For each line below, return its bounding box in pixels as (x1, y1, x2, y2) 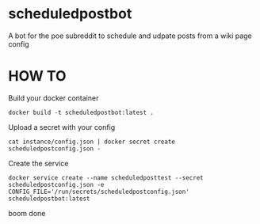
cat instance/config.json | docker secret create (8, 138, 176, 146)
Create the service (8, 158, 69, 168)
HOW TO (8, 67, 67, 85)
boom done (8, 208, 46, 218)
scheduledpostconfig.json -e (8, 180, 105, 188)
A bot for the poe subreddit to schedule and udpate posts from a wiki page (8, 31, 252, 40)
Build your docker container (8, 93, 99, 103)
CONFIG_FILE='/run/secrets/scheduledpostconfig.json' (8, 188, 190, 196)
